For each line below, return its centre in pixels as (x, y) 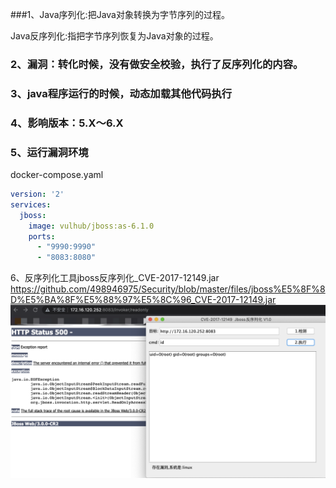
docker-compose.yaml (57, 175)
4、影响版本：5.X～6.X (67, 123)
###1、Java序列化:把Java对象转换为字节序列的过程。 (120, 14)
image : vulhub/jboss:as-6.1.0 (91, 226)
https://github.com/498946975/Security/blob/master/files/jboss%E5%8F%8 (168, 289)
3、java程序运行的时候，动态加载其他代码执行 (121, 93)
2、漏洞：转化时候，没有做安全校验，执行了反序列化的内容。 (157, 64)
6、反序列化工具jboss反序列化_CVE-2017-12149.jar (115, 278)
